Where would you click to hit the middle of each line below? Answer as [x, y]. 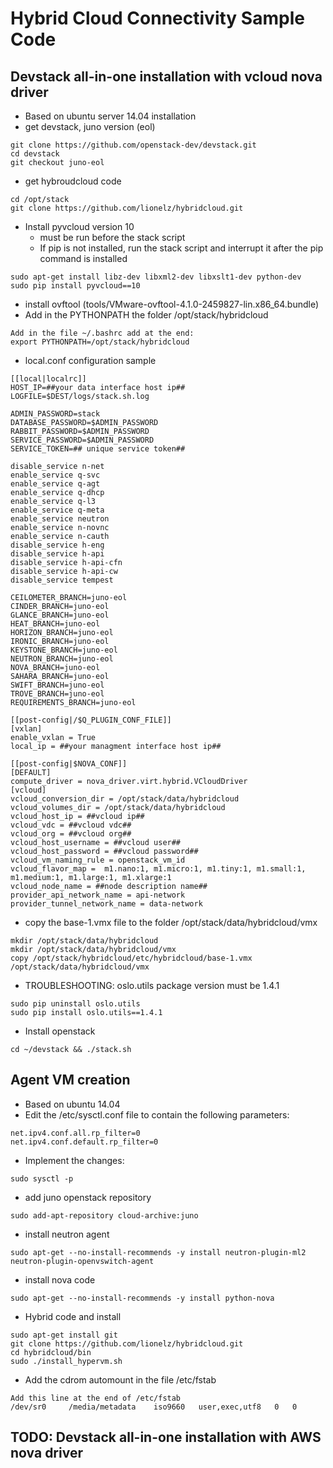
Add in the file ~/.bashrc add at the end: [102, 333]
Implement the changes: [74, 1160]
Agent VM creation [70, 1080]
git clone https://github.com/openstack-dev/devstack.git [133, 145]
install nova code [60, 1279]
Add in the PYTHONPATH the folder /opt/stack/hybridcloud [146, 315]
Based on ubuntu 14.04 [72, 1104]
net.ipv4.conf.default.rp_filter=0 [84, 1142]
